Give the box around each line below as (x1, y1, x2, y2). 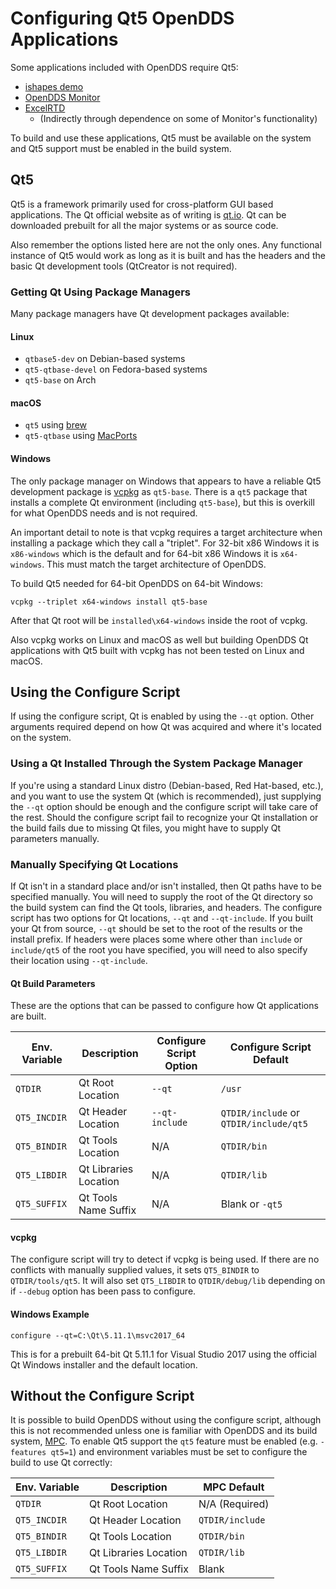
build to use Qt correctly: (10, 1457, 113, 1469)
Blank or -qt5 (220, 1197, 283, 1211)
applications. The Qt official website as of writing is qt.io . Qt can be (10, 208, 287, 221)
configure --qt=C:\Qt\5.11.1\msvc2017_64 (10, 1330, 186, 1341)
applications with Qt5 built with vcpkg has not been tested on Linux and (10, 644, 305, 656)
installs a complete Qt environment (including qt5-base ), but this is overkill (10, 496, 315, 508)
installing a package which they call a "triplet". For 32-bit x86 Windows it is (10, 537, 320, 549)
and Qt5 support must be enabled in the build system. (10, 142, 232, 154)
